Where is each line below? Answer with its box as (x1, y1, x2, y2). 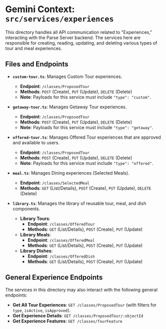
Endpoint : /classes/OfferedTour (27, 221, 95, 227)
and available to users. (12, 139, 60, 145)
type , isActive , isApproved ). (12, 307, 71, 313)
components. (12, 205, 40, 212)
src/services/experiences (5, 14, 114, 24)
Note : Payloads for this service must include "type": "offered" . (20, 160, 153, 166)
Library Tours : (20, 215, 50, 221)
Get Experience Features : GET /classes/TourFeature (12, 318, 123, 324)
